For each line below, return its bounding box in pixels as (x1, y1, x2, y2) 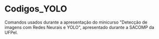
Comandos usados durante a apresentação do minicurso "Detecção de (4, 19, 147, 25)
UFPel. (4, 29, 18, 35)
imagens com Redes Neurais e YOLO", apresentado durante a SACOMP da (4, 24, 155, 30)
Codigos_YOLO (4, 3, 67, 14)
